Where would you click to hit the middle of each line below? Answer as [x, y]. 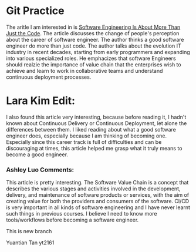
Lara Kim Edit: [40, 101]
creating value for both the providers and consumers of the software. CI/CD [98, 201]
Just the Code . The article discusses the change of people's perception [93, 33]
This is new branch [29, 231]
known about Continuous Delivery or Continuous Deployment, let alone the [97, 123]
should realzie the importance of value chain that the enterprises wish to [94, 64]
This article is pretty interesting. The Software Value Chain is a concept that [97, 183]
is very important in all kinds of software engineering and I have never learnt [98, 207]
